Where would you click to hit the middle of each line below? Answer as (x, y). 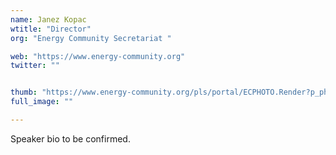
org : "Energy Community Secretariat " (91, 38)
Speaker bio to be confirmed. (70, 138)
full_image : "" (42, 102)
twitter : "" (35, 66)
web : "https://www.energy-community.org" (98, 56)
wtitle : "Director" (51, 29)
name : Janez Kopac (48, 19)
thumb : (24, 92)
